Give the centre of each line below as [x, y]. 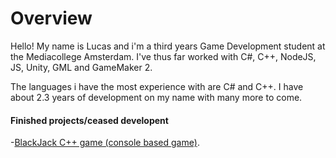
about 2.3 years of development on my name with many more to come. [156, 97]
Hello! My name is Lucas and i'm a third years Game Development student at [168, 46]
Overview [51, 18]
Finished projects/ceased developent [89, 120]
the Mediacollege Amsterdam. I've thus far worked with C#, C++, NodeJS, [163, 56]
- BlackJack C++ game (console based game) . [105, 143]
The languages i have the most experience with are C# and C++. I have [157, 86]
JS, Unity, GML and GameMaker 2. [81, 67]
